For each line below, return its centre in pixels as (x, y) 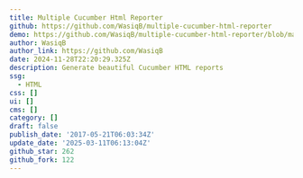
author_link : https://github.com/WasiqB (87, 51)
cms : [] (24, 110)
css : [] (24, 93)
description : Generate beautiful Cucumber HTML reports (116, 68)
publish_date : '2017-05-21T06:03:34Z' (82, 135)
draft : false (34, 127)
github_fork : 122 (42, 160)
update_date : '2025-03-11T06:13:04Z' (80, 143)
